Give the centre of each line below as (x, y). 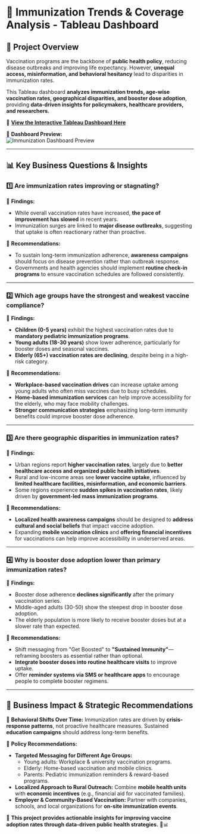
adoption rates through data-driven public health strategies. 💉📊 (87, 824)
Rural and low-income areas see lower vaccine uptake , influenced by (100, 477)
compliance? (25, 305)
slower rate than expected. (48, 626)
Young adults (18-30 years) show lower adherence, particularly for (97, 342)
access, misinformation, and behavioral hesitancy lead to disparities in (95, 74)
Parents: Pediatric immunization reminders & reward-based (96, 775)
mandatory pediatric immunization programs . (72, 336)
